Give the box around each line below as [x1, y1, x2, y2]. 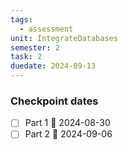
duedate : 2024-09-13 [10, 61, 97, 71]
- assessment [19, 24, 74, 34]
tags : [10, 14, 33, 25]
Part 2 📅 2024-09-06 [24, 128, 113, 140]
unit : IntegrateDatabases [10, 33, 118, 43]
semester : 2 [10, 42, 60, 53]
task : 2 [10, 52, 43, 62]
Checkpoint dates [10, 94, 99, 108]
